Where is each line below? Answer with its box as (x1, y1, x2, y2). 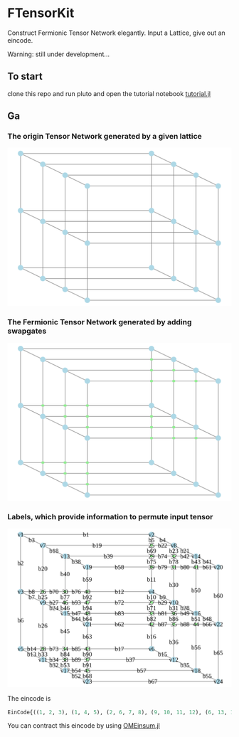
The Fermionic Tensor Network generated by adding (7, 317, 192, 327)
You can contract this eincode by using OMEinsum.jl (7, 721, 160, 730)
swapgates (7, 326, 47, 336)
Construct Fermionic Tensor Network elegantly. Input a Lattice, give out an (7, 28, 225, 37)
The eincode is (7, 694, 51, 702)
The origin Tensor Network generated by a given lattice (7, 132, 203, 142)
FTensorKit (7, 5, 75, 21)
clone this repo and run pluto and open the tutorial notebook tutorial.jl (7, 89, 211, 97)
